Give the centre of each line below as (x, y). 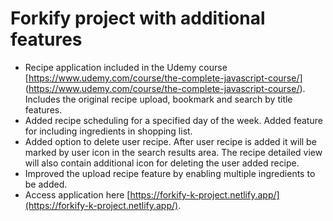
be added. (46, 184)
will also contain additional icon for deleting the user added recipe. (162, 163)
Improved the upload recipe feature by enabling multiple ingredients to (170, 173)
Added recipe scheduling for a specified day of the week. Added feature (173, 120)
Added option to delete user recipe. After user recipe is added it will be (170, 141)
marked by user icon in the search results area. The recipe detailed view (173, 152)
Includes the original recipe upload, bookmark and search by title (158, 99)
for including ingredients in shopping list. (108, 131)
